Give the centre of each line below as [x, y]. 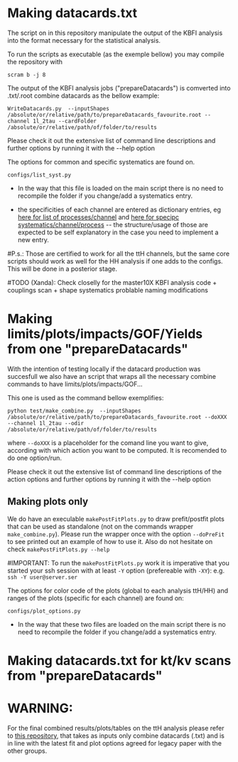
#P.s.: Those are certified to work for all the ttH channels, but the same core [118, 254]
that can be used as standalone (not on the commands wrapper [101, 526]
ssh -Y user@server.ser [43, 577]
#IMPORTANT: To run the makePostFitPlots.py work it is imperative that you [118, 563]
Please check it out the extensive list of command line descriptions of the [115, 471]
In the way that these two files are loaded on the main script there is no [121, 624]
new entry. [33, 239]
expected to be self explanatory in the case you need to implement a [118, 232]
